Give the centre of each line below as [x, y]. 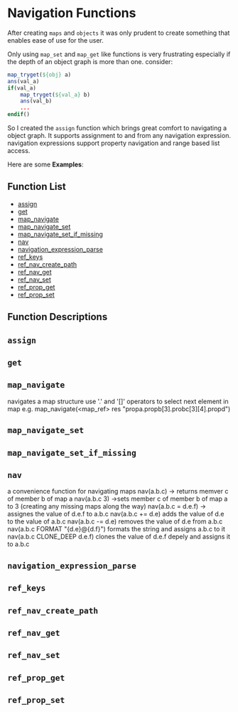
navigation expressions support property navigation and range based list [114, 143]
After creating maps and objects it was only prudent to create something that [119, 33]
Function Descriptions [58, 317]
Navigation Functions [72, 13]
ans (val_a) [23, 81]
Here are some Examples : [45, 164]
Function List [37, 187]
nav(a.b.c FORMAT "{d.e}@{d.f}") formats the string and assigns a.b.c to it [117, 529]
